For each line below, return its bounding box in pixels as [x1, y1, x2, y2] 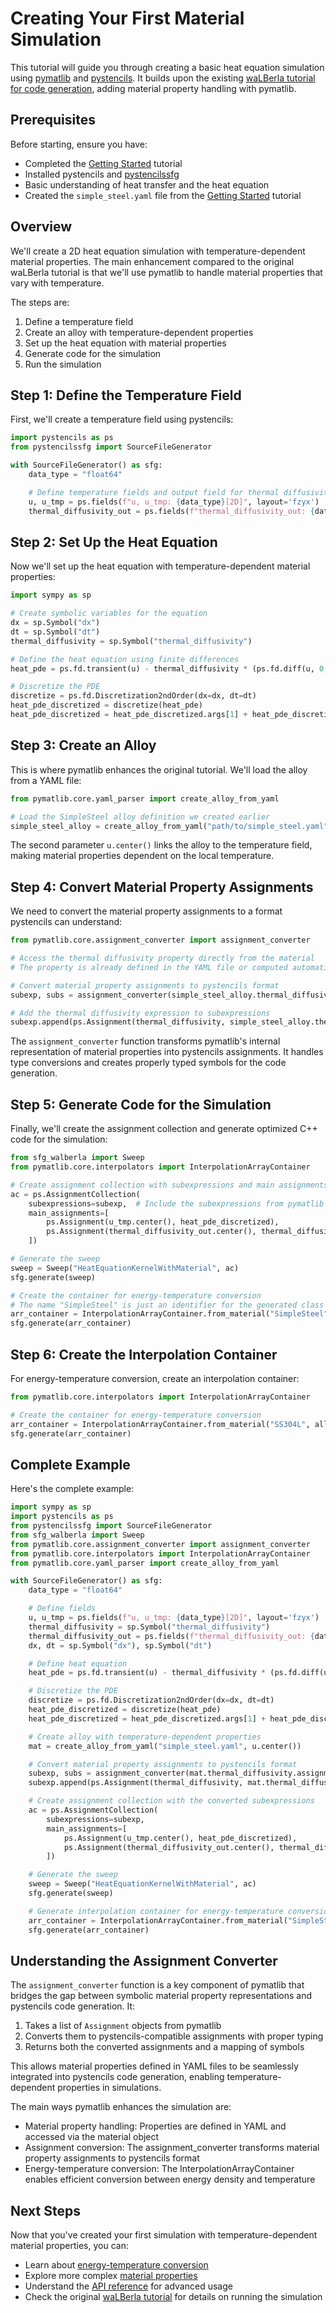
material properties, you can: [10, 2240, 129, 2252]
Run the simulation [24, 358, 102, 370]
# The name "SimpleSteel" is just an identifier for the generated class [10, 1300, 325, 1310]
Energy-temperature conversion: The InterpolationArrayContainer [24, 2163, 295, 2175]
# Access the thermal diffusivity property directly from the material [10, 953, 315, 964]
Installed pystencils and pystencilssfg [24, 168, 180, 180]
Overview [10, 218, 73, 236]
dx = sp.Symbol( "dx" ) [10, 618, 101, 628]
